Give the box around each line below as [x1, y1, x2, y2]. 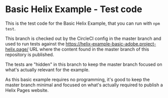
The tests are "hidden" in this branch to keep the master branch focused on [5, 61, 162, 67]
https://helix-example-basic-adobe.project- [65, 40, 156, 46]
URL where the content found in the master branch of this [29, 46, 149, 52]
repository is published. [5, 52, 54, 58]
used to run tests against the [5, 40, 65, 46]
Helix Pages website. [5, 87, 49, 93]
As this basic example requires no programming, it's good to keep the [5, 76, 150, 82]
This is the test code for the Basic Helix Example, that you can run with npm [5, 20, 160, 26]
